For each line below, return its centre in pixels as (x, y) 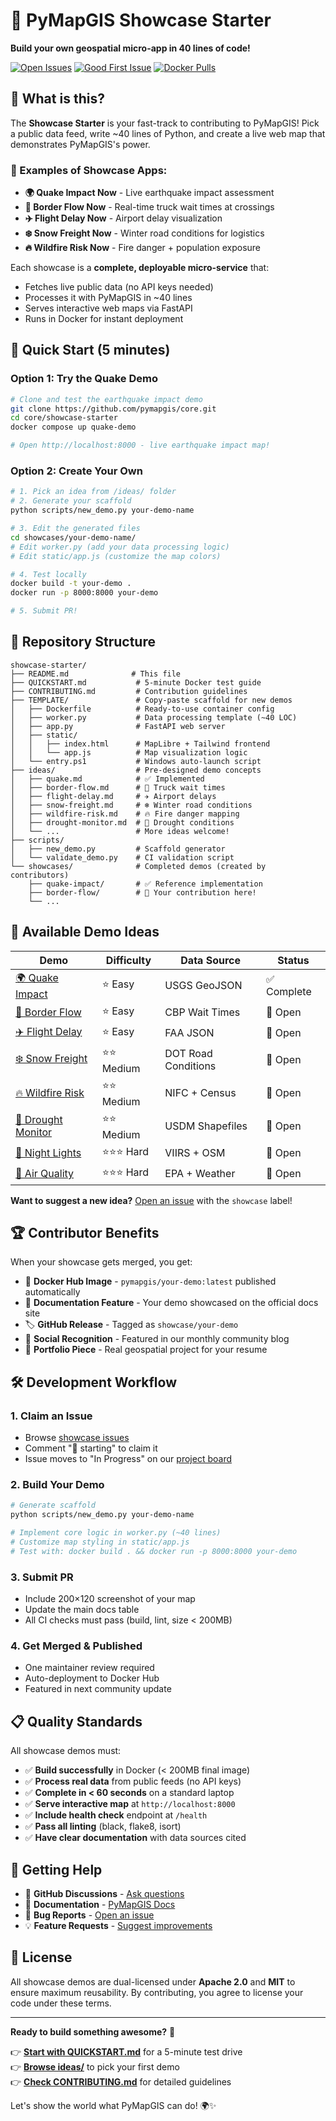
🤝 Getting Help (56, 1869)
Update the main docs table (82, 1610)
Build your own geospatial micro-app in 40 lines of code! (130, 48)
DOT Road (188, 1054)
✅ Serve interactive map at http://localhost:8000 (130, 1804)
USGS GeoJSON (203, 986)
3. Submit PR (42, 1577)
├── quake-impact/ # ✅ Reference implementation (145, 884)
